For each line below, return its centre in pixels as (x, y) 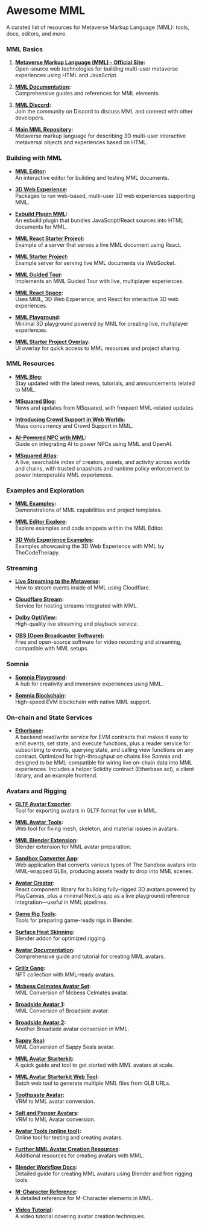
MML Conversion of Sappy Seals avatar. (65, 1047)
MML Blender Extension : (46, 840)
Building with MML (34, 158)
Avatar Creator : (35, 883)
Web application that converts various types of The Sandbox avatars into (106, 865)
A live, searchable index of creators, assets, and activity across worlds (103, 462)
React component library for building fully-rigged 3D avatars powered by (105, 889)
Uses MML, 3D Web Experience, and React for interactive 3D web (97, 299)
